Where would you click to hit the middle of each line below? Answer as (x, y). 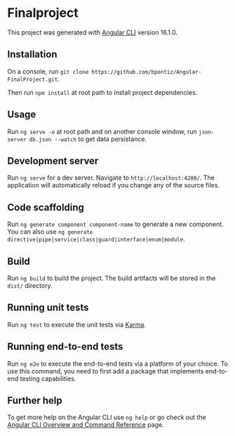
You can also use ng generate (50, 232)
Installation (32, 54)
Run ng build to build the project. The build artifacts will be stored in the (112, 278)
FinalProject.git (33, 79)
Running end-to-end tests (65, 346)
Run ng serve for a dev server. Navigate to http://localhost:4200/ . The (111, 178)
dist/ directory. (30, 285)
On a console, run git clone (48, 71)
